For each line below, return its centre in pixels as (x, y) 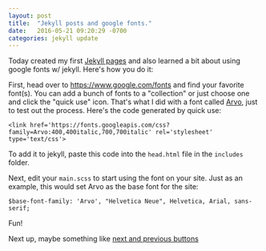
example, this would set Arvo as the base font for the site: (103, 187)
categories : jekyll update (53, 38)
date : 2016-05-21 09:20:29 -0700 (68, 30)
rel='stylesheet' (184, 132)
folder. (19, 163)
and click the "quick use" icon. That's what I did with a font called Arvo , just (133, 102)
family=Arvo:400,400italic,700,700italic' (80, 132)
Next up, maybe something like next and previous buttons (103, 239)
